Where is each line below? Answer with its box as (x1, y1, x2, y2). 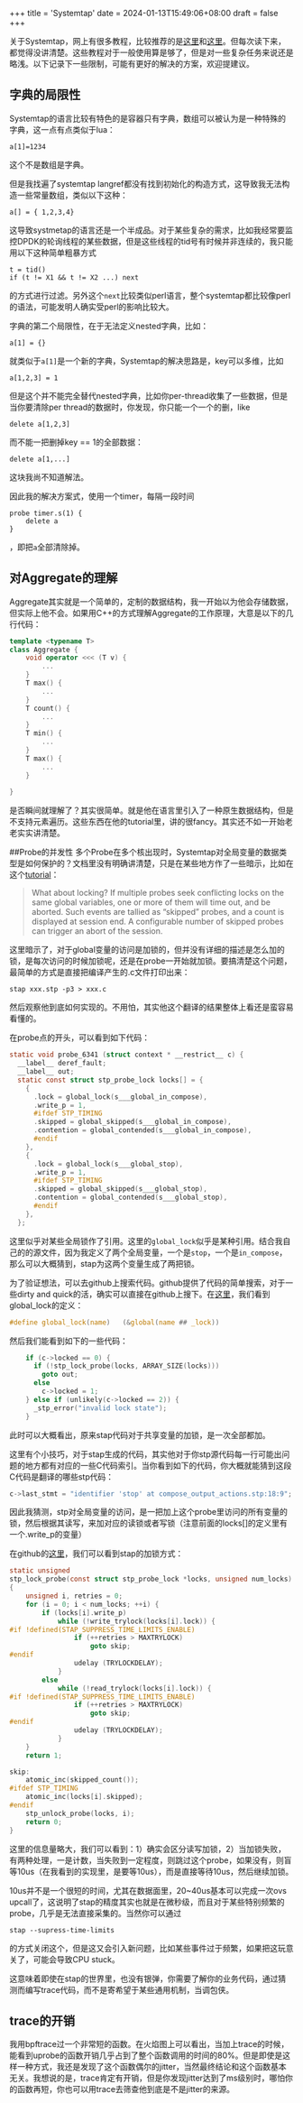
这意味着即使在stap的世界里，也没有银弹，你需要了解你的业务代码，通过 (9, 1973, 279, 1984)
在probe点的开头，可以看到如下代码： (9, 1032, 151, 1043)
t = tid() (9, 265, 47, 274)
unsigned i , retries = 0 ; (25, 1591, 124, 1600)
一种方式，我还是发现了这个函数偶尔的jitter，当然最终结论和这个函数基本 (16, 2061, 287, 2072)
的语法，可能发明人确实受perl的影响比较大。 (9, 301, 174, 312)
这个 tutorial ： (9, 870, 60, 881)
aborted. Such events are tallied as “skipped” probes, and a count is (31, 907, 285, 918)
